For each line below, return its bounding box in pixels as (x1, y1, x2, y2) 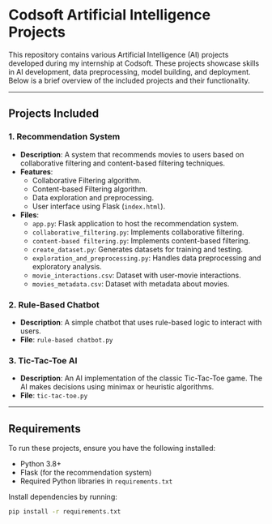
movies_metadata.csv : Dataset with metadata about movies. (32, 278, 230, 289)
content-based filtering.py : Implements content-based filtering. (32, 235, 251, 245)
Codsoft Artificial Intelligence (8, 6, 211, 24)
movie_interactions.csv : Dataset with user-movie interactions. (32, 270, 241, 280)
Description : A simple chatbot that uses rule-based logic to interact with (19, 317, 262, 327)
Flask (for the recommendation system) (19, 468, 152, 478)
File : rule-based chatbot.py (19, 334, 113, 344)
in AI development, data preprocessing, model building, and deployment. (8, 67, 251, 76)
